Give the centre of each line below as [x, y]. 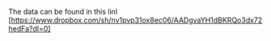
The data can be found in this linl [63, 12]
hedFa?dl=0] [30, 29]
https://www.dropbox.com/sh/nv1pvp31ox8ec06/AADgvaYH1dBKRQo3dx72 [137, 20]
